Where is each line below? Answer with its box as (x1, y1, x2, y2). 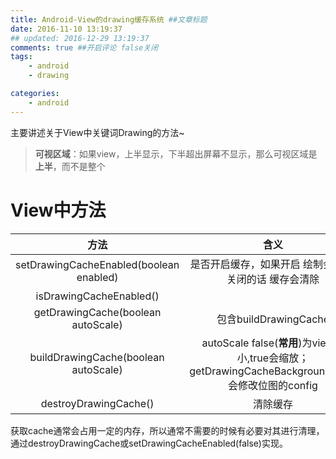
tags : (10, 52, 33, 62)
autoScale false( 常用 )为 (201, 336, 313, 350)
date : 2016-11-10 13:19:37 (10, 24, 123, 34)
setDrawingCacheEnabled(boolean (15, 257, 180, 271)
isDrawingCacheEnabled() (35, 289, 160, 303)
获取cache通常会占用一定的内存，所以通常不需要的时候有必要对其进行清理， (10, 424, 325, 436)
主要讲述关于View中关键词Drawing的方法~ (10, 126, 185, 138)
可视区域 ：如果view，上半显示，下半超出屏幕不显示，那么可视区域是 (34, 147, 318, 160)
